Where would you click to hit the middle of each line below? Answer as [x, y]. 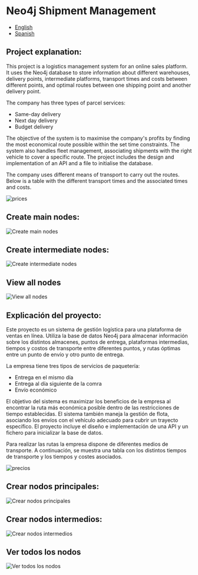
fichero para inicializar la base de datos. [55, 433]
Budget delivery [34, 126]
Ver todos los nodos [44, 552]
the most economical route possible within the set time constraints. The [93, 144]
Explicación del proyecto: [54, 315]
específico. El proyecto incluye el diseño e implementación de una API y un [97, 426]
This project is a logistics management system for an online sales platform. [97, 66]
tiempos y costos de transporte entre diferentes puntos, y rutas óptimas [93, 348]
